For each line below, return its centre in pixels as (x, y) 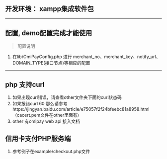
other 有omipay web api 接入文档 (46, 121)
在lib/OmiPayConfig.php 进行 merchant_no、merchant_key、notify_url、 (86, 57)
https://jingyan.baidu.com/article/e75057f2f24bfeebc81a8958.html (81, 109)
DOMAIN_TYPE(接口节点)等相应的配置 (51, 63)
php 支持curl (25, 85)
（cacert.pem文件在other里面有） (47, 115)
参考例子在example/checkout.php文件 (51, 152)
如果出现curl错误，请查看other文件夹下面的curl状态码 (67, 97)
